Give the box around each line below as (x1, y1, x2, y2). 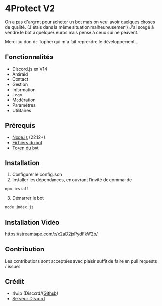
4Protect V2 (5, 3, 55, 14)
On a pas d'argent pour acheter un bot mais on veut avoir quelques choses (5, 19, 155, 25)
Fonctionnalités (5, 53, 54, 61)
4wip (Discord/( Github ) (12, 290, 58, 296)
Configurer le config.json (12, 172, 62, 178)
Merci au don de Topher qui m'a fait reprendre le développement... (5, 38, 139, 44)
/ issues (5, 263, 21, 269)
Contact (12, 76, 28, 82)
